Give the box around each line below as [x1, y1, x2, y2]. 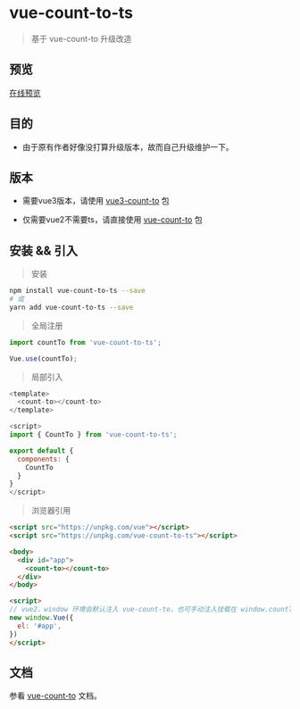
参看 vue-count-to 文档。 [9, 690, 103, 701]
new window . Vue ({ [9, 613, 74, 622]
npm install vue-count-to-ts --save [9, 287, 146, 296]
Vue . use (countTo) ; [9, 354, 78, 363]
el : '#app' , [17, 621, 62, 630]
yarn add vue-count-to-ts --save [9, 303, 134, 312]
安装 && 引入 [9, 243, 79, 258]
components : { [17, 455, 70, 463]
